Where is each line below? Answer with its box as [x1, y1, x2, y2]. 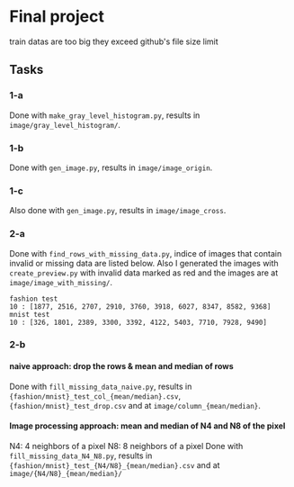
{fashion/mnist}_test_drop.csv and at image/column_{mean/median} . [9, 400, 261, 410]
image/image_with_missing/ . [9, 276, 113, 287]
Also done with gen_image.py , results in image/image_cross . [9, 205, 227, 216]
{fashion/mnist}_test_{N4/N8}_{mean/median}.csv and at [9, 459, 220, 470]
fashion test [9, 294, 58, 303]
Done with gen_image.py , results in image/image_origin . [9, 162, 213, 173]
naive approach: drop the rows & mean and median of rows [9, 361, 234, 372]
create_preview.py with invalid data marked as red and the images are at [9, 267, 279, 278]
